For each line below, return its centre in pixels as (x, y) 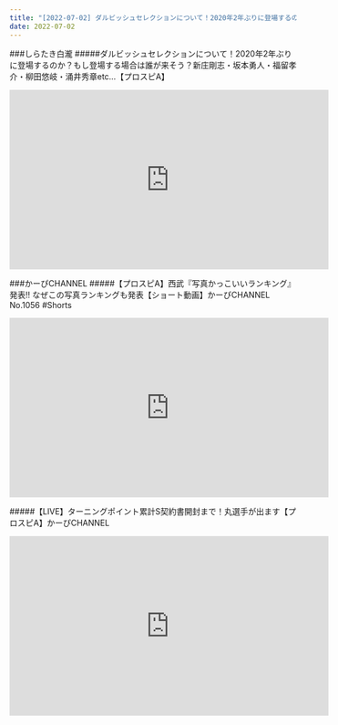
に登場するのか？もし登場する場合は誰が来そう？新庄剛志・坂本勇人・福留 (149, 65)
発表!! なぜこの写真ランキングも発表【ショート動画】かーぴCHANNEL (140, 295)
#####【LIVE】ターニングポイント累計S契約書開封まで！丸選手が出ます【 (149, 511)
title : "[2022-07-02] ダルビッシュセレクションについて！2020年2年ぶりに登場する (150, 18)
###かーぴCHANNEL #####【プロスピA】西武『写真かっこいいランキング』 (153, 283)
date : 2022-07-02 (42, 26)
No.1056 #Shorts (41, 305)
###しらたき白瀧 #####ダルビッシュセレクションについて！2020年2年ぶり (151, 53)
